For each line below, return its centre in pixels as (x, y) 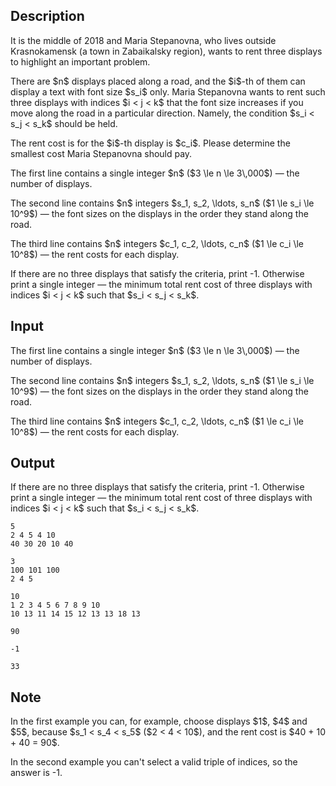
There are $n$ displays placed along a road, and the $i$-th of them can (158, 81)
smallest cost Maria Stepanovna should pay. (101, 153)
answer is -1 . (36, 773)
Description (47, 16)
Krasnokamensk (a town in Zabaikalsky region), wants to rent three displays (166, 51)
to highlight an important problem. (80, 61)
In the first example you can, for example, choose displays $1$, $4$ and (159, 721)
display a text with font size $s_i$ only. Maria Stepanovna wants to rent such (168, 91)
